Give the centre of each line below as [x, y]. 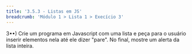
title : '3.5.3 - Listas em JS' [44, 11]
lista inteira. [20, 46]
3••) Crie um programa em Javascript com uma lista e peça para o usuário [96, 33]
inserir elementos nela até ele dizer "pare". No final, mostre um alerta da [93, 39]
